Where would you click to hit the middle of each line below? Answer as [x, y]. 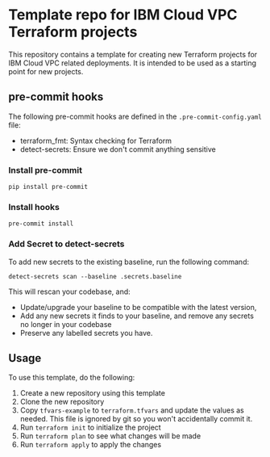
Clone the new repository [62, 402]
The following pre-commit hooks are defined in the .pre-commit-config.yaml [135, 116]
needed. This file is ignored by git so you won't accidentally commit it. [136, 419]
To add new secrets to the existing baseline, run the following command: [129, 262]
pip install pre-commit [48, 187]
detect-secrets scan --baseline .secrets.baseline [95, 276]
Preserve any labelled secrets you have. [86, 333]
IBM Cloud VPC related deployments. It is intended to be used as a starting [132, 63]
